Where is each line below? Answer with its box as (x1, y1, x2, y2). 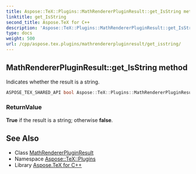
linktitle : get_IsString (6, 14, 66, 20)
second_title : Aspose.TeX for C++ (6, 19, 90, 25)
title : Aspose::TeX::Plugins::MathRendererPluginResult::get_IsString (6, 8, 181, 15)
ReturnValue (6, 103, 42, 112)
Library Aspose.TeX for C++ (14, 161, 82, 168)
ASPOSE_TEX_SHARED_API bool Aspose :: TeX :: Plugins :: (6, 89, 134, 95)
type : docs (6, 30, 33, 36)
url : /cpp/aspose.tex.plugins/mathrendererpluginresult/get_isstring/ (6, 41, 181, 47)
